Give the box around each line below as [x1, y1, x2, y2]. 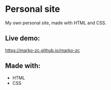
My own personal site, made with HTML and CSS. [5, 20, 107, 26]
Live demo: [5, 34, 41, 43]
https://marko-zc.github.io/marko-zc [5, 47, 80, 53]
